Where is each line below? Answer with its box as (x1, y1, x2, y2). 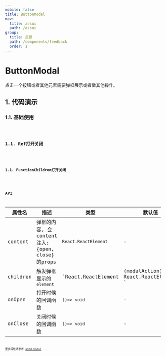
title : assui (9, 21, 37, 26)
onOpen (7, 296, 26, 303)
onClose (7, 320, 29, 327)
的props (36, 258, 57, 265)
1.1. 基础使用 (5, 114, 34, 121)
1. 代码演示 (5, 98, 38, 106)
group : (5, 30, 19, 35)
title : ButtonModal (5, 12, 45, 17)
